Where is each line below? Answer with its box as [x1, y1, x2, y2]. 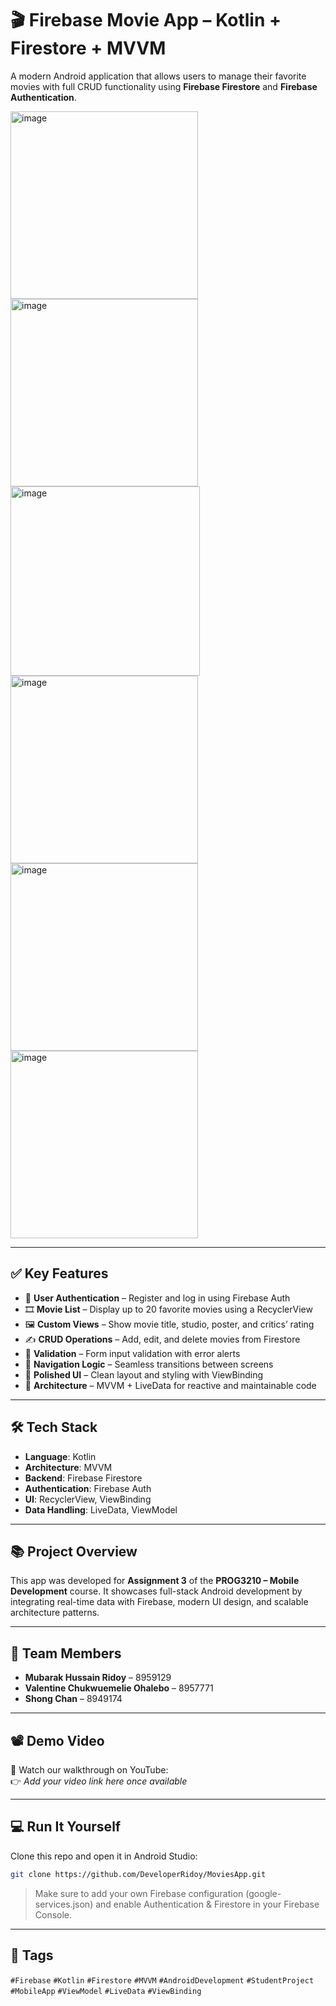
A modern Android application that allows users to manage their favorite [10, 70, 307, 82]
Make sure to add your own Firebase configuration [34, 1887, 244, 1899]
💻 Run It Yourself [10, 1818, 122, 1836]
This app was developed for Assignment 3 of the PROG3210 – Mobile [10, 1575, 300, 1587]
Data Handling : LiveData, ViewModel [24, 1503, 178, 1516]
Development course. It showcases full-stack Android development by [10, 1585, 303, 1597]
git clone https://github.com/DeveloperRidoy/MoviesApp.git [10, 1869, 267, 1879]
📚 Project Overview [10, 1543, 138, 1560]
